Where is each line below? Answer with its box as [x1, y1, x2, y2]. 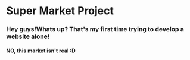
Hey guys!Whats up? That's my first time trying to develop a [6, 25, 185, 34]
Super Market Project [6, 4, 114, 18]
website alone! [6, 32, 50, 41]
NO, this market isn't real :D [6, 47, 76, 54]
